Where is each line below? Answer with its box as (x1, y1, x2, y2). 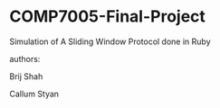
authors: (9, 53, 41, 64)
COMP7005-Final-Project (9, 6, 206, 27)
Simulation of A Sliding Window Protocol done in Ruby (9, 36, 211, 47)
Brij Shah (9, 70, 43, 82)
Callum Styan (9, 88, 60, 99)
